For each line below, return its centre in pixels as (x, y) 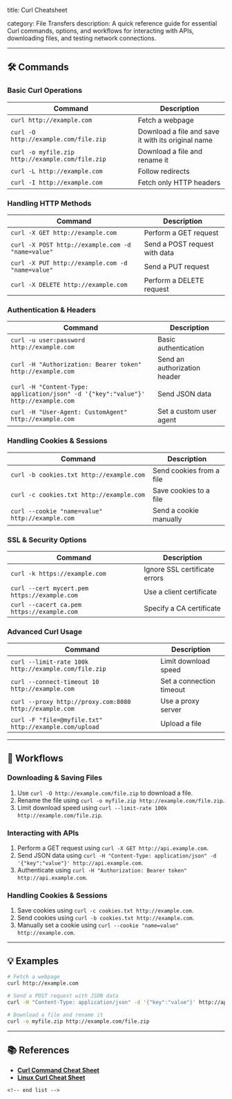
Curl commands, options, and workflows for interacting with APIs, (101, 31)
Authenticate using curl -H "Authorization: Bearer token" (102, 870)
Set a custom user (187, 412)
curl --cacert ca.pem (46, 605)
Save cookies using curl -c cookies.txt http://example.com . (105, 911)
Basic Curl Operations (45, 91)
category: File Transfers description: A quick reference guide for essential (112, 23)
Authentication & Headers (52, 310)
